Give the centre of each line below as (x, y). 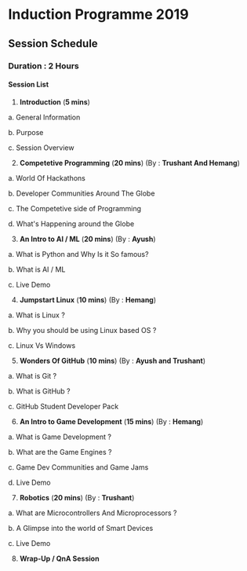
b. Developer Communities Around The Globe (82, 193)
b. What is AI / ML (37, 269)
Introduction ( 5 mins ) (54, 102)
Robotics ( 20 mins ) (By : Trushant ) (77, 497)
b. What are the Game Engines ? (60, 452)
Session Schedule (53, 44)
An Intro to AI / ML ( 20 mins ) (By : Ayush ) (87, 239)
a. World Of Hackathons (47, 178)
